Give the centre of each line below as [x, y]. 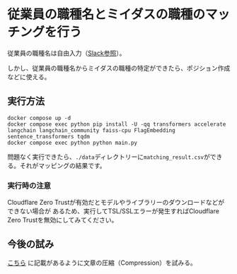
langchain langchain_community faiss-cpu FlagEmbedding [91, 130]
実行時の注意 [29, 186]
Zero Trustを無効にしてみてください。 [63, 220]
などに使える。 [29, 77]
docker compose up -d [39, 118]
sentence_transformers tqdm [49, 136]
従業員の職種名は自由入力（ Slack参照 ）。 [67, 53]
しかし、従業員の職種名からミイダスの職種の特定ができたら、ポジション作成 [119, 68]
